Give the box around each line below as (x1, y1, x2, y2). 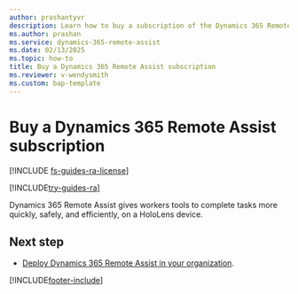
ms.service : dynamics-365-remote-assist (9, 37, 161, 47)
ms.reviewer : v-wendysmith (9, 71, 109, 80)
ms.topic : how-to (9, 54, 74, 63)
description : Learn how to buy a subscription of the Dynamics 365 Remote (9, 21, 292, 30)
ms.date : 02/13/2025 (9, 46, 86, 55)
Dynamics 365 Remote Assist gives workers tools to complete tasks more (9, 199, 278, 210)
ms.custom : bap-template (9, 79, 101, 88)
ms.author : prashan (9, 29, 82, 38)
